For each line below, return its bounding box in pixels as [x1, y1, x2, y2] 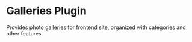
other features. [6, 30, 43, 37]
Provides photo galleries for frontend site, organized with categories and [6, 24, 187, 31]
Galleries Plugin [6, 4, 87, 18]
